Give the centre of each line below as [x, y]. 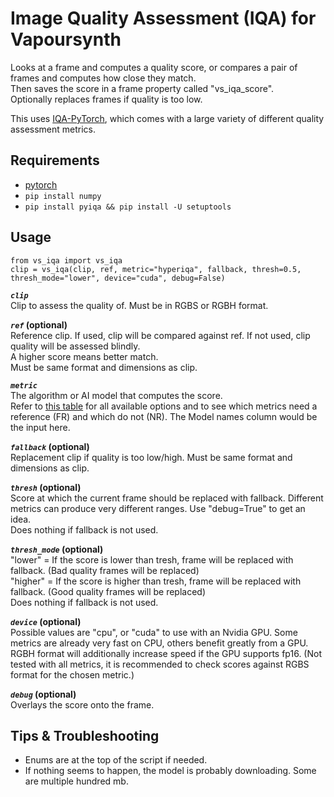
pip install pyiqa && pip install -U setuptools [128, 207]
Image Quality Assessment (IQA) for [163, 18]
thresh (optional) [46, 487]
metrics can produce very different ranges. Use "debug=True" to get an [158, 508]
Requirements [55, 160]
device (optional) [46, 621]
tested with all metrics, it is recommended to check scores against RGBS [160, 664]
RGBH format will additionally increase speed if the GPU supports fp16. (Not [166, 653]
